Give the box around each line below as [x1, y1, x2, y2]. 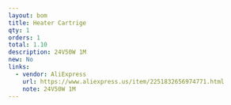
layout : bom [8, 11, 47, 20]
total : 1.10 [8, 41, 47, 49]
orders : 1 [8, 33, 41, 42]
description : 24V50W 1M [8, 48, 87, 56]
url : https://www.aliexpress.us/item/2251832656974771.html [22, 77, 225, 85]
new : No [8, 56, 34, 64]
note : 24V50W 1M [22, 84, 77, 93]
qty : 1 [8, 26, 30, 34]
